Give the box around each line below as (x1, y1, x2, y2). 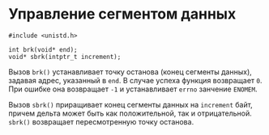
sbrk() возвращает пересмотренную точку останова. (8, 116, 194, 126)
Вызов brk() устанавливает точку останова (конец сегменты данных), (8, 66, 253, 77)
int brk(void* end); (8, 45, 79, 53)
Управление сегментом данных (8, 5, 237, 23)
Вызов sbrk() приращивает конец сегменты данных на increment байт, (8, 99, 253, 109)
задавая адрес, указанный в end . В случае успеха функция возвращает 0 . (8, 75, 263, 85)
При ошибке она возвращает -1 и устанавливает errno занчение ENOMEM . (8, 84, 258, 94)
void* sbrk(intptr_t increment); (8, 53, 122, 61)
